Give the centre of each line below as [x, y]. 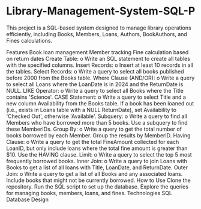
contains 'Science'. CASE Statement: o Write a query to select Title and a [96, 97]
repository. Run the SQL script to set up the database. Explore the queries [97, 186]
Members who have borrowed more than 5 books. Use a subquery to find [97, 122]
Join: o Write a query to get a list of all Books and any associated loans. [94, 173]
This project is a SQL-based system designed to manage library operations [99, 28]
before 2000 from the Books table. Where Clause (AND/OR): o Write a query [100, 78]
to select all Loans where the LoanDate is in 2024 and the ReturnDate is [95, 84]
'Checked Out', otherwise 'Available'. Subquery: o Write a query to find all [97, 116]
